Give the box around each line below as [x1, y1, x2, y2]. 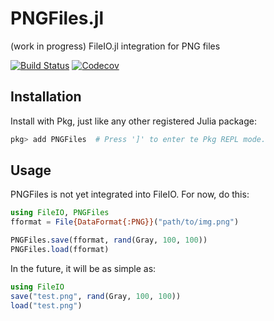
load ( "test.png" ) [10, 300, 83, 311]
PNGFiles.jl [10, 7, 104, 30]
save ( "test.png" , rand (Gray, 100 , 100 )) [10, 291, 182, 301]
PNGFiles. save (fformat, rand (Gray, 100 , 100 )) [10, 235, 208, 246]
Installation [10, 88, 82, 106]
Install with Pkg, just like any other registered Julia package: [10, 115, 257, 127]
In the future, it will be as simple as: [10, 262, 157, 274]
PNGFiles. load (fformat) [10, 245, 110, 255]
